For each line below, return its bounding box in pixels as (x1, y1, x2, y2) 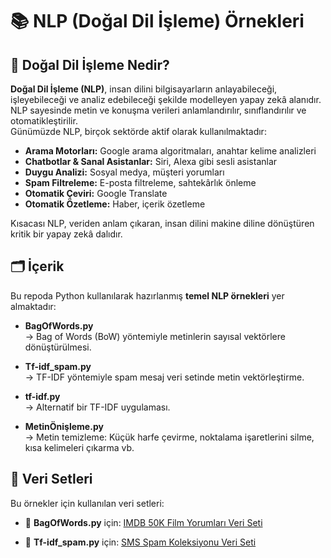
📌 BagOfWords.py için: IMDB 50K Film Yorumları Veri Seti (24, 516, 263, 528)
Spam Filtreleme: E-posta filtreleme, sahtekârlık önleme (24, 177, 257, 188)
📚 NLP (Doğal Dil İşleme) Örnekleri (10, 10, 305, 33)
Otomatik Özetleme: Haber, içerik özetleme (24, 198, 206, 210)
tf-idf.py (24, 390, 61, 402)
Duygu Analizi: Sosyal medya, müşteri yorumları (24, 166, 225, 178)
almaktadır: (10, 300, 57, 312)
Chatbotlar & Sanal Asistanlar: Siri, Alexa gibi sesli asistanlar (24, 156, 278, 167)
